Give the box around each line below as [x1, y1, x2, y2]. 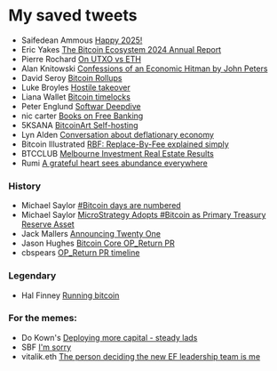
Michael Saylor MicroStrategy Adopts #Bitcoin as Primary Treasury [20, 210, 266, 221]
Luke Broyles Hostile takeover [20, 82, 131, 93]
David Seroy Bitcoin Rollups [20, 72, 123, 83]
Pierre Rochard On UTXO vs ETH [20, 53, 141, 64]
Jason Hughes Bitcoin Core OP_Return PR [20, 238, 175, 249]
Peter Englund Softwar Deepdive [20, 101, 141, 111]
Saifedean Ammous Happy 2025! [20, 35, 143, 45]
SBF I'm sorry [20, 342, 72, 352]
